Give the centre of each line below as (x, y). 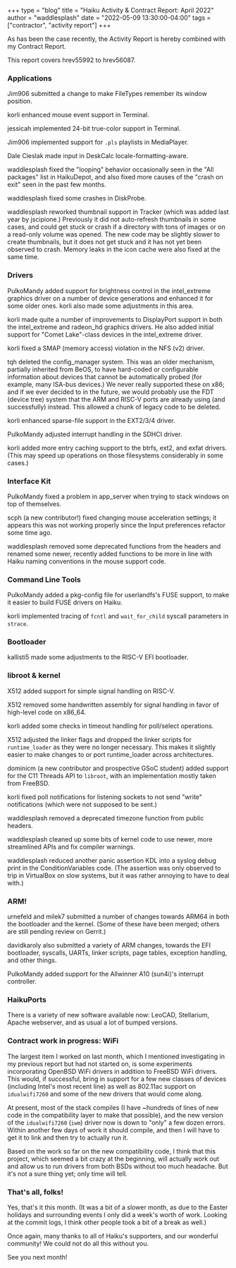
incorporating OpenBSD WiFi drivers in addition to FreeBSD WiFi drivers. (112, 1071)
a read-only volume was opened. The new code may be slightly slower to (114, 234)
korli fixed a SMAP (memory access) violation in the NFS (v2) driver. (106, 348)
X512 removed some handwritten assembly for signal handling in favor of (113, 705)
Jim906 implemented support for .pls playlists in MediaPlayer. (98, 142)
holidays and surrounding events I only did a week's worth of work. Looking (117, 1214)
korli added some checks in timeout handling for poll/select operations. (111, 726)
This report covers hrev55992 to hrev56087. (72, 60)
